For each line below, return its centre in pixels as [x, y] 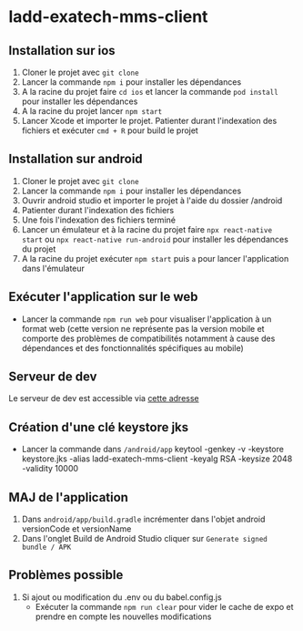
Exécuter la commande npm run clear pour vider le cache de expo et [164, 606]
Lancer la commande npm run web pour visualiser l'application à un [146, 319]
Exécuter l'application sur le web [103, 297]
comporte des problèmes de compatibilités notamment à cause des [148, 338]
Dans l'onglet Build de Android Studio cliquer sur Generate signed [144, 539]
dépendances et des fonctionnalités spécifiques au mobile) [133, 347]
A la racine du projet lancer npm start [92, 111]
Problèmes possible [66, 575]
